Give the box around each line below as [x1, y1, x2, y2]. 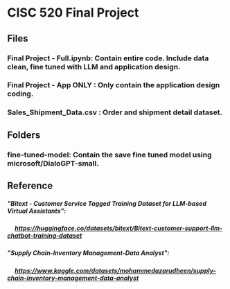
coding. [7, 89, 34, 98]
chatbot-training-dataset [7, 231, 82, 240]
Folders [7, 129, 41, 141]
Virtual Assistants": [7, 207, 67, 215]
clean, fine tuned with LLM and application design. [7, 62, 181, 71]
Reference [7, 180, 53, 192]
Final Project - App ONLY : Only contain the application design [7, 80, 220, 90]
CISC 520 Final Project [7, 5, 139, 21]
